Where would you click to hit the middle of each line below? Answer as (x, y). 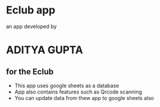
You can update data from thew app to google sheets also (84, 98)
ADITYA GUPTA (45, 50)
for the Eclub (30, 72)
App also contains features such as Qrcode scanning (78, 92)
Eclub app (31, 10)
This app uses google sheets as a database (67, 85)
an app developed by (32, 26)
